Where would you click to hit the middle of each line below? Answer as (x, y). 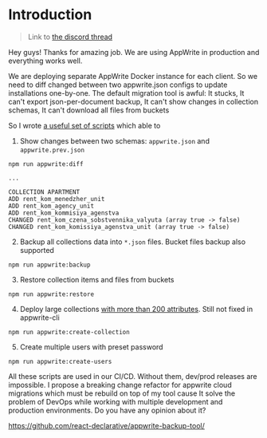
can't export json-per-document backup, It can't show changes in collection (133, 101)
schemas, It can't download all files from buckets (89, 110)
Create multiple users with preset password (91, 347)
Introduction (50, 15)
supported (37, 250)
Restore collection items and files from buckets (97, 279)
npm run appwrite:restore (51, 294)
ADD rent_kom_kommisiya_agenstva (64, 213)
